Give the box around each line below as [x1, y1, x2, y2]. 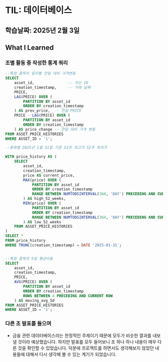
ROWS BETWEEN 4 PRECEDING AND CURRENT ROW [23, 293, 113, 298]
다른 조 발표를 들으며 [5, 320, 51, 327]
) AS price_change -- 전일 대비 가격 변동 [14, 127, 95, 132]
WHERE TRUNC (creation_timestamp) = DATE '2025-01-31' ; [5, 242, 122, 248]
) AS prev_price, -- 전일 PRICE [14, 108, 81, 113]
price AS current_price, [23, 173, 75, 178]
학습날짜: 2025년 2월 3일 [5, 26, 80, 35]
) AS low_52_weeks [23, 219, 61, 224]
